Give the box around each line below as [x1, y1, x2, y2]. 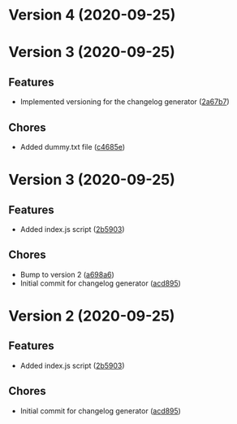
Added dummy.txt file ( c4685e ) [19, 142, 126, 151]
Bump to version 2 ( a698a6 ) [19, 269, 115, 279]
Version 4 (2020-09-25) [8, 6, 176, 24]
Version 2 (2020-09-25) [8, 307, 175, 325]
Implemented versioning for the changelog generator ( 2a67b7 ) [19, 97, 230, 107]
